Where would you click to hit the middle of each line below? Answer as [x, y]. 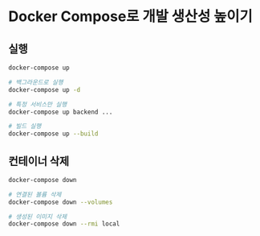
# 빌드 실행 [25, 126]
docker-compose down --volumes [61, 202]
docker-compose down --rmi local [64, 224]
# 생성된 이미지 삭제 [38, 217]
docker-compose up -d [45, 89]
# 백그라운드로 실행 [36, 82]
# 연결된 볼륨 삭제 [35, 194]
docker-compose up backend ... [61, 112]
